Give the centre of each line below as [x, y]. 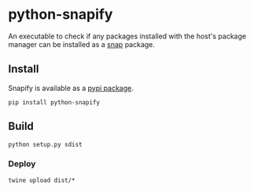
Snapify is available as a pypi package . [71, 88]
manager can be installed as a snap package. [82, 44]
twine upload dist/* [42, 180]
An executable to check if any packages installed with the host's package [127, 36]
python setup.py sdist [45, 144]
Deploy [22, 164]
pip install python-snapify [54, 102]
